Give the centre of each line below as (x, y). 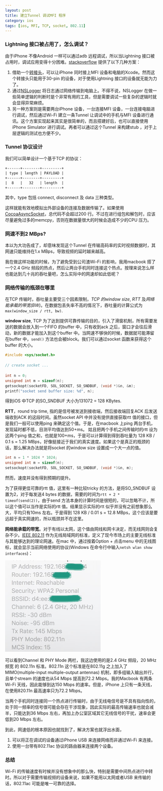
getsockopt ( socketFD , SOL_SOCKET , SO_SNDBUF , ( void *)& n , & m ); (70, 386)
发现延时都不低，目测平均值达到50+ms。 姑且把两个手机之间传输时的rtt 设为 (81, 430)
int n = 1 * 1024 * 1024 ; (31, 458)
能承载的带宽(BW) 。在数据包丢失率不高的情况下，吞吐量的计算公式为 (74, 305)
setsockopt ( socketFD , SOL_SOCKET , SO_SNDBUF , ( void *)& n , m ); (69, 468)
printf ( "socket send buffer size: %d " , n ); (50, 391)
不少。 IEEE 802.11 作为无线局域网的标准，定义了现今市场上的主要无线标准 (82, 535)
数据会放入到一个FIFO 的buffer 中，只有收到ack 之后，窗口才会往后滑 (83, 327)
